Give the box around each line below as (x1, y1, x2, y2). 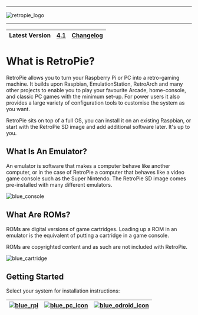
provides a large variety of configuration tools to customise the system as (6, 99, 185, 106)
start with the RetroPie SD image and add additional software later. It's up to (6, 123, 190, 130)
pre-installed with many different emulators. (6, 181, 113, 188)
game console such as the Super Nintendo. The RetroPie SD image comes (6, 175, 187, 182)
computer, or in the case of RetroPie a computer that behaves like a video (6, 168, 184, 176)
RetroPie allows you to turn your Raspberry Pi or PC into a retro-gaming (6, 74, 180, 81)
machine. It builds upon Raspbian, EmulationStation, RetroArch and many (6, 80, 183, 87)
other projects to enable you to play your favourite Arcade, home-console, (6, 86, 187, 93)
